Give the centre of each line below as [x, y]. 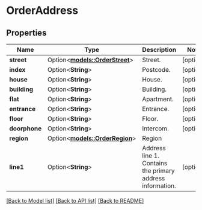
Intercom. [156, 129]
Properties [26, 33]
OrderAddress [42, 11]
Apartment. [158, 99]
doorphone [26, 129]
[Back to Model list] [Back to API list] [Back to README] [75, 201]
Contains [155, 163]
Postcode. [156, 70]
